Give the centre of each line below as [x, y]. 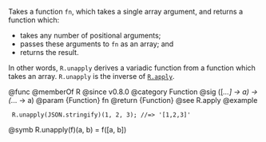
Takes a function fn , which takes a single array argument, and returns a [126, 12]
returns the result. [49, 52]
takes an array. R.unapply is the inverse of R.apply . [91, 76]
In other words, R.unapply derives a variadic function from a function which [132, 68]
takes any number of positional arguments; [90, 35]
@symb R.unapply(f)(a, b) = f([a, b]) [67, 130]
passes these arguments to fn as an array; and [97, 44]
